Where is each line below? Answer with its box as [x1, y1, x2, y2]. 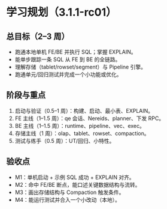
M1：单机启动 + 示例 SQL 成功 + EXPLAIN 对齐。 [14, 174, 135, 181]
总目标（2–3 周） [6, 31, 70, 41]
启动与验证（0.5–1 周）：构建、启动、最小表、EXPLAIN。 [14, 107, 154, 114]
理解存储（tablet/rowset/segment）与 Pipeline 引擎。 [14, 64, 147, 70]
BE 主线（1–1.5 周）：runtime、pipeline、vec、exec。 [14, 122, 145, 129]
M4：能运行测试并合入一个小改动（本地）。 [14, 196, 121, 203]
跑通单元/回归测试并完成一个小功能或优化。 [14, 71, 122, 78]
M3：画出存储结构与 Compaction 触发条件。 [14, 189, 125, 196]
